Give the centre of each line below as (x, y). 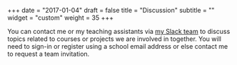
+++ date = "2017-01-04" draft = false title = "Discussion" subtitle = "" (111, 10)
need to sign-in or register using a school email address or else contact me (118, 46)
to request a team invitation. (49, 54)
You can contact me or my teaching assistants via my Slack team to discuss (119, 31)
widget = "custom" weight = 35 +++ (61, 18)
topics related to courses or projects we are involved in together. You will (114, 39)
